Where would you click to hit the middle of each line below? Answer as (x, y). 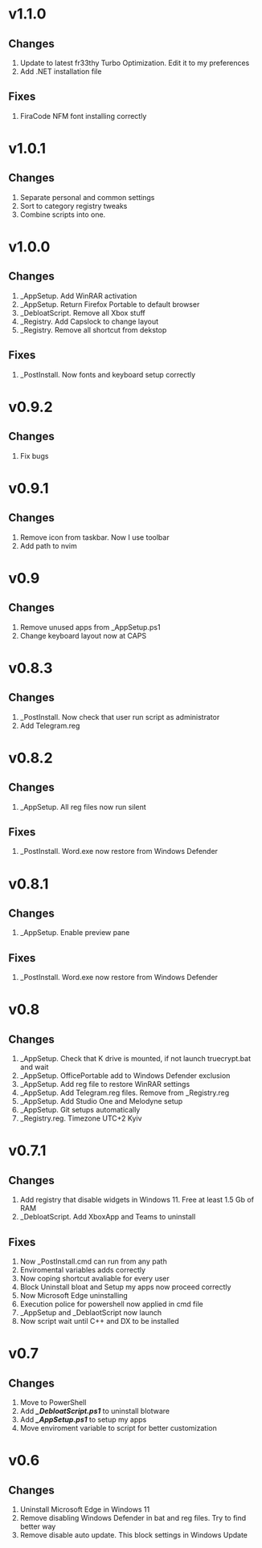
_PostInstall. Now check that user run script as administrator (120, 717)
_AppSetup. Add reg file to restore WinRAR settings (105, 1084)
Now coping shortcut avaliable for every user (95, 1279)
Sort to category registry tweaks (74, 206)
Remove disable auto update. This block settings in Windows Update (133, 1535)
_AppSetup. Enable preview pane (75, 933)
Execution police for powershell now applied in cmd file (111, 1304)
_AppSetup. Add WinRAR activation (78, 296)
